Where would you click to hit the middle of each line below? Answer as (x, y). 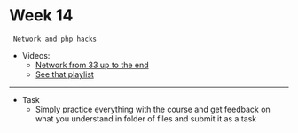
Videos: (36, 55)
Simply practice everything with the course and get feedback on (153, 109)
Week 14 (41, 16)
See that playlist (65, 74)
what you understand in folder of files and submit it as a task (146, 118)
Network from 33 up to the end (92, 65)
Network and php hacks (55, 39)
